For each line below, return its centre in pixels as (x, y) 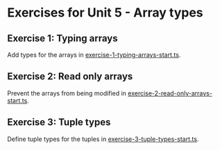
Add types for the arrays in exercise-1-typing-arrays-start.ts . (94, 55)
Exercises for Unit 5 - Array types (105, 13)
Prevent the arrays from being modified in (67, 93)
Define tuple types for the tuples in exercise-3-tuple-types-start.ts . (103, 139)
